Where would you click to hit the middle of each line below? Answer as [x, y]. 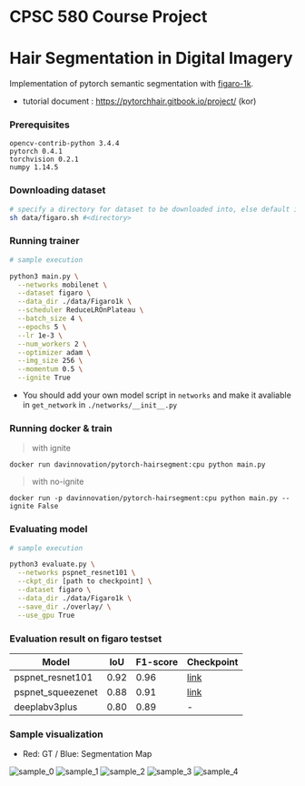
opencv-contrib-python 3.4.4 [64, 144]
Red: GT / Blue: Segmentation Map [87, 754]
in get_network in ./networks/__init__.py [100, 405]
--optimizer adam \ [54, 352]
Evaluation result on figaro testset [86, 639]
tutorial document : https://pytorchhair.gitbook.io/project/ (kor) [139, 101]
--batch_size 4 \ [50, 319]
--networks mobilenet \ [62, 285]
